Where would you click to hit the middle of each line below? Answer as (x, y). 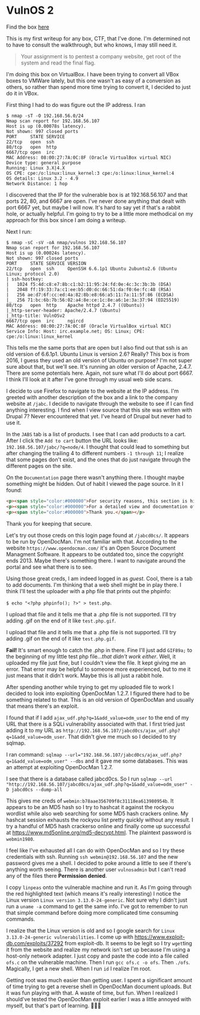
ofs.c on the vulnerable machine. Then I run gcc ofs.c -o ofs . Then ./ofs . (98, 962)
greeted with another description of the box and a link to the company (92, 397)
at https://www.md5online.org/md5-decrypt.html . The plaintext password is (99, 832)
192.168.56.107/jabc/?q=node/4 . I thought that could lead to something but (98, 447)
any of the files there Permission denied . (57, 875)
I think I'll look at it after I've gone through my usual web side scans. (89, 379)
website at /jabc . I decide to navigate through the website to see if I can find (100, 403)
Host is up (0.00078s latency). (46, 126)
